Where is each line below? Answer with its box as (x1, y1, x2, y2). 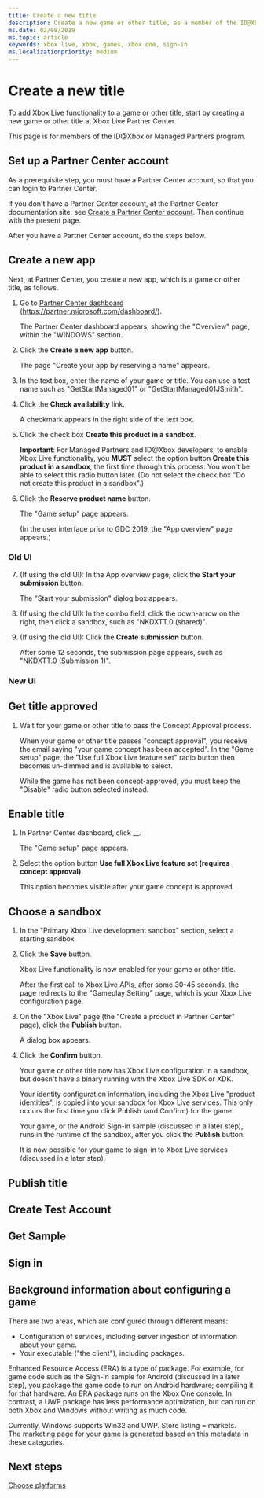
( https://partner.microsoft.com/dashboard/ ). (19, 306, 163, 315)
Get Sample (8, 1230, 67, 1243)
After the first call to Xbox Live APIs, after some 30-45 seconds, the (19, 980, 240, 989)
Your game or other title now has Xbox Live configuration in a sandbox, (19, 1066, 250, 1076)
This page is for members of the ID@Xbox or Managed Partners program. (8, 131, 246, 141)
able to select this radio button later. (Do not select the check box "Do (19, 469, 246, 480)
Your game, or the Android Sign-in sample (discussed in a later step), (19, 1121, 244, 1131)
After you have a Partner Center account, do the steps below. (8, 230, 207, 240)
